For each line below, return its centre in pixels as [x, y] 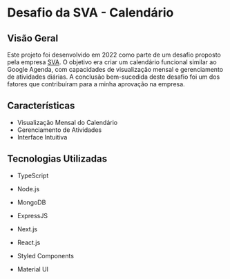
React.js [29, 242]
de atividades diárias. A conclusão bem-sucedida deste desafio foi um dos [114, 77]
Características [41, 106]
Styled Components [46, 256]
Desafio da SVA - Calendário [90, 13]
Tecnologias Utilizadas [57, 159]
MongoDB [31, 202]
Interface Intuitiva [42, 137]
